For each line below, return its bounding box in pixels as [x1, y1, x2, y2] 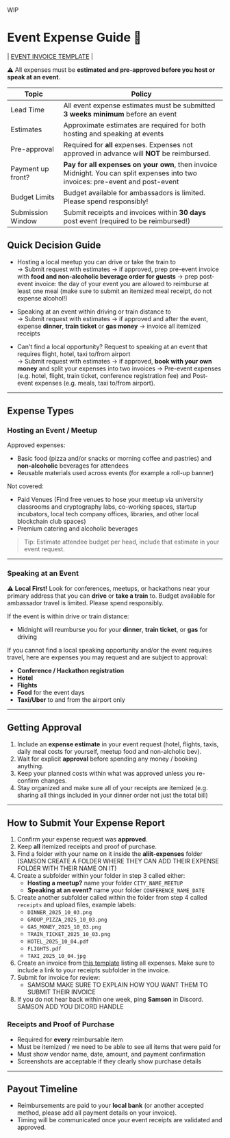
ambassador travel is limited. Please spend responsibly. [7, 598, 164, 607]
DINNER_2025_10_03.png [27, 909, 92, 916]
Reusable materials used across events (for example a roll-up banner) [16, 469, 214, 477]
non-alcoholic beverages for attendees [16, 461, 129, 470]
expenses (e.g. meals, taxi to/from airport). [34, 379, 155, 387]
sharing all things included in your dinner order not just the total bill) [16, 791, 209, 799]
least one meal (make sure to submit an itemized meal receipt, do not [16, 287, 212, 295]
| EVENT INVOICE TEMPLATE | [7, 52, 94, 60]
